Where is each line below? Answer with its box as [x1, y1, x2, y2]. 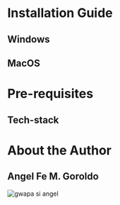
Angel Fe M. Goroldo [7, 170, 99, 182]
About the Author [7, 142, 112, 158]
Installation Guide [7, 5, 113, 21]
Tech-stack [7, 113, 59, 126]
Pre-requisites [7, 86, 94, 102]
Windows [7, 33, 50, 45]
